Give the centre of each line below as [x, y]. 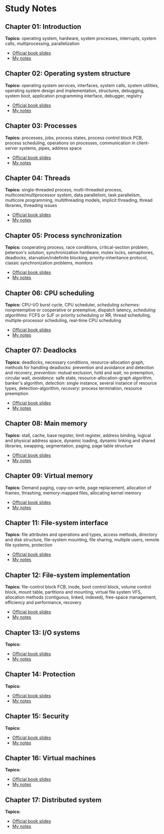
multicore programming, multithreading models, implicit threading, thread [79, 200]
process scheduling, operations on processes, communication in [70, 143]
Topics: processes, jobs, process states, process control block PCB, [74, 138]
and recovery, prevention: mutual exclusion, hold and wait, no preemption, [80, 372]
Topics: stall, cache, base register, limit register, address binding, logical [78, 435]
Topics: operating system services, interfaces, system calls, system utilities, [82, 85]
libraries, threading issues [31, 206]
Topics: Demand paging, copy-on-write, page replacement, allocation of [78, 487]
